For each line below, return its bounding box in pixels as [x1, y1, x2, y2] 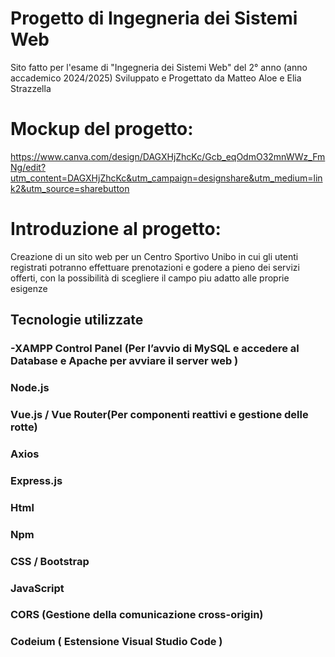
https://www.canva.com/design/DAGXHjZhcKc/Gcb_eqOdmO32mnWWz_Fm [10, 150, 326, 162]
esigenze [10, 282, 48, 294]
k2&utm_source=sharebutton [10, 182, 130, 194]
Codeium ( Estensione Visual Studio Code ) [10, 635, 223, 649]
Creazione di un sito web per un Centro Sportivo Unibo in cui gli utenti [10, 250, 299, 262]
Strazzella [10, 82, 52, 94]
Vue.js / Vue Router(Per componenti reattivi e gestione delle [10, 407, 309, 421]
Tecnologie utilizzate [10, 312, 144, 329]
